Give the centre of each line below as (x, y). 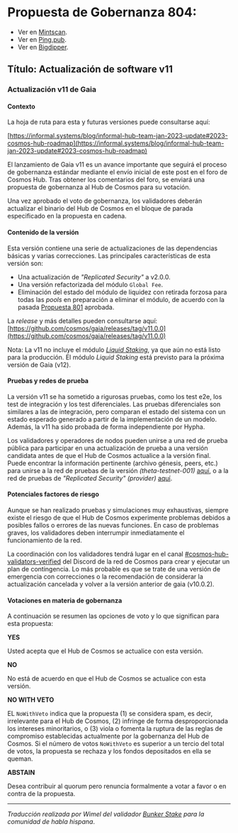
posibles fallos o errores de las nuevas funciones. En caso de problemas (113, 525)
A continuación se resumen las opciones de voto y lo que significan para (113, 616)
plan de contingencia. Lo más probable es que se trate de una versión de (114, 569)
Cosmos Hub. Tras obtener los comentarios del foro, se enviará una (106, 180)
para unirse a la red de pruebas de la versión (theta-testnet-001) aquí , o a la (118, 470)
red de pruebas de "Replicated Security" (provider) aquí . (90, 478)
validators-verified (34, 561)
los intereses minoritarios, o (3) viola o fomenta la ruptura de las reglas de (115, 729)
